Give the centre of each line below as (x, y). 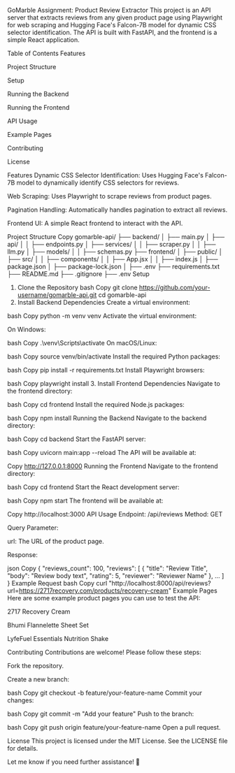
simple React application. (44, 40)
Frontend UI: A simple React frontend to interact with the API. (95, 223)
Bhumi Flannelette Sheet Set (48, 625)
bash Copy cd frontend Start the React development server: (93, 487)
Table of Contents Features (47, 53)
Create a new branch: (38, 679)
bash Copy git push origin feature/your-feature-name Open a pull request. (114, 727)
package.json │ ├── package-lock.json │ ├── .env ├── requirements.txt (114, 266)
